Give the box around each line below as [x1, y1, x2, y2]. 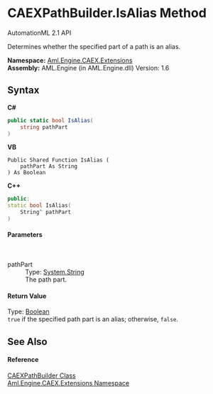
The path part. [25, 275, 67, 284]
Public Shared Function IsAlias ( [7, 156, 110, 164]
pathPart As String [20, 163, 78, 170]
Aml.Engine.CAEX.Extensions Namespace [7, 378, 130, 387]
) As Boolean [7, 169, 46, 176]
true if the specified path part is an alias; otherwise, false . [7, 315, 179, 324]
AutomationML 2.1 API [7, 28, 72, 37]
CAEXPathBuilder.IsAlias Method [7, 5, 207, 21]
